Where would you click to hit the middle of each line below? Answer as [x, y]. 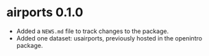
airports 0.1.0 [45, 12]
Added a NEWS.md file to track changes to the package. [93, 31]
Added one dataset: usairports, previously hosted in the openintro [109, 38]
